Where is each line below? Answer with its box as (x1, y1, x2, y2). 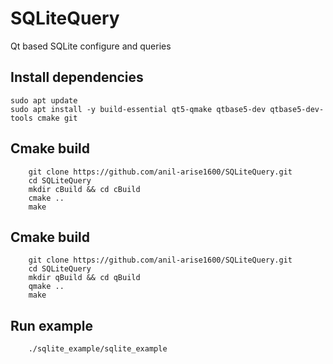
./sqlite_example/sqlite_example (28, 344, 168, 354)
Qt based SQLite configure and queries (10, 40, 172, 52)
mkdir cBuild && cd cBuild (28, 184, 141, 194)
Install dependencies (10, 69, 144, 86)
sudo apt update (10, 95, 78, 106)
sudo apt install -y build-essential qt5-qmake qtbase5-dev (10, 104, 267, 114)
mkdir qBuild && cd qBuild (28, 273, 141, 283)
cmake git (36, 113, 78, 123)
